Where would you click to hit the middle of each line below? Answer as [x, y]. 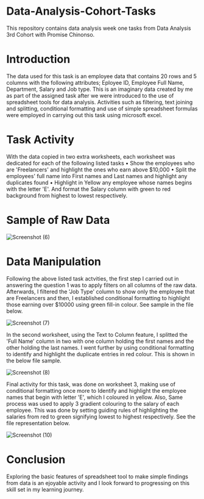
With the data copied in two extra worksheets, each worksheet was [91, 156]
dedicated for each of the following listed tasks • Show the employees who [100, 163]
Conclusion [36, 459]
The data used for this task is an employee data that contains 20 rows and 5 [101, 76]
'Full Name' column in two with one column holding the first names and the [100, 341]
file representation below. [38, 423]
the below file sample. [34, 361]
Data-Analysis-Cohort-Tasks [81, 11]
